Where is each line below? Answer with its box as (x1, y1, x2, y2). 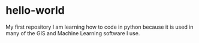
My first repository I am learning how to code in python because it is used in (5, 23, 194, 30)
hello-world (5, 4, 65, 17)
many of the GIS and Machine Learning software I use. (5, 29, 140, 36)
